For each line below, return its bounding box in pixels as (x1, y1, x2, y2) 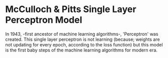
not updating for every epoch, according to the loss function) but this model (5, 41, 163, 47)
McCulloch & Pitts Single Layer (5, 4, 137, 15)
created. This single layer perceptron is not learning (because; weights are (5, 36, 160, 42)
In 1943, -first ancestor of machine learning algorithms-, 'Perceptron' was (5, 31, 158, 37)
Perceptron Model (5, 14, 82, 26)
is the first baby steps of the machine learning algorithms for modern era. (5, 47, 158, 53)
